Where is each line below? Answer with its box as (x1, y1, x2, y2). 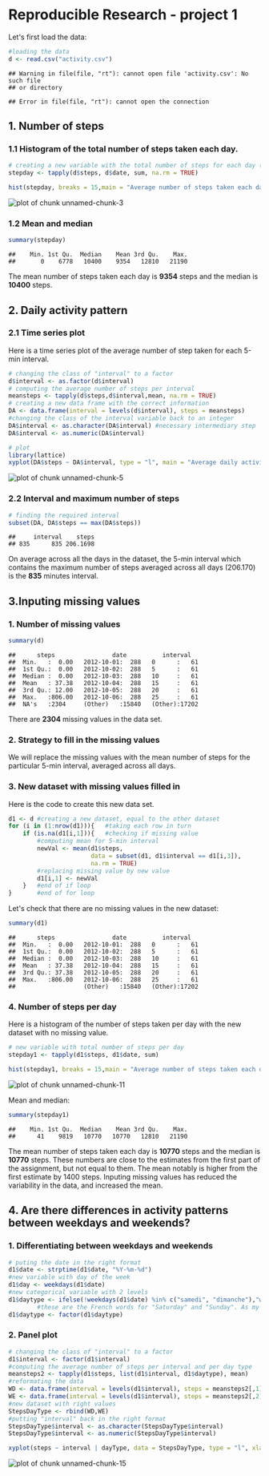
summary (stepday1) (8, 1111, 70, 1119)
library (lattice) (8, 451, 66, 459)
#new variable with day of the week (8, 1273, 130, 1281)
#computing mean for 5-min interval (37, 837, 159, 845)
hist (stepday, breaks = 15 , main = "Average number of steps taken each (8, 183, 252, 192)
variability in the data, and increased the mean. (8, 1180, 163, 1190)
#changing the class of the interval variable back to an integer (8, 414, 235, 422)
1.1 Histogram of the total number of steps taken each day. (8, 143, 239, 154)
